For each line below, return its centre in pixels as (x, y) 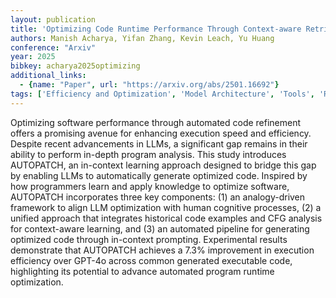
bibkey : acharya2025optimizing (75, 66)
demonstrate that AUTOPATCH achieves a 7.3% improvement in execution (162, 250)
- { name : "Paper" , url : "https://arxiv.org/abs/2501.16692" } (149, 85)
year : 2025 (33, 57)
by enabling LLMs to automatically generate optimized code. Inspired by (159, 175)
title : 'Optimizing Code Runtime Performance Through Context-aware (156, 29)
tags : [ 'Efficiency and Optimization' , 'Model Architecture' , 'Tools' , (162, 94)
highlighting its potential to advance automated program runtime (142, 271)
